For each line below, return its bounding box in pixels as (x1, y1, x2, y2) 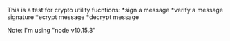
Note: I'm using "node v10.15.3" (7, 27, 96, 34)
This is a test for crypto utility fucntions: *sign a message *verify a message (7, 6, 223, 14)
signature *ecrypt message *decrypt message (7, 13, 140, 21)
